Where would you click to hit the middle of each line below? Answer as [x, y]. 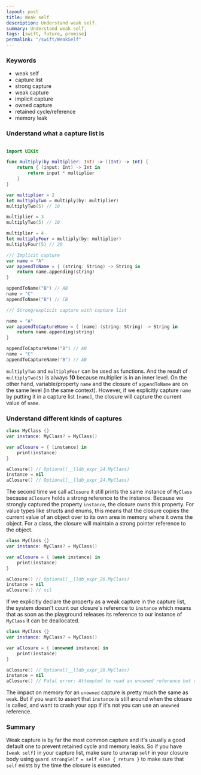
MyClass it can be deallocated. [43, 621]
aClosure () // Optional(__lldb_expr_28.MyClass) [68, 670]
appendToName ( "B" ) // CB [37, 299]
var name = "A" [25, 261]
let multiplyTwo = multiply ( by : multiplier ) [63, 200]
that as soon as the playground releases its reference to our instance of [94, 615]
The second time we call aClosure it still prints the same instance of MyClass [99, 492]
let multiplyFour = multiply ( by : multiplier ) [64, 239]
